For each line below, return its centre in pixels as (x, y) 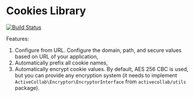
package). (27, 88)
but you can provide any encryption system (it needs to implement (96, 75)
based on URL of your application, (56, 56)
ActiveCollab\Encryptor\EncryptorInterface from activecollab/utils (100, 82)
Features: (18, 38)
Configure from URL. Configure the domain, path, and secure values (98, 50)
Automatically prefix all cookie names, (61, 63)
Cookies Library (46, 11)
